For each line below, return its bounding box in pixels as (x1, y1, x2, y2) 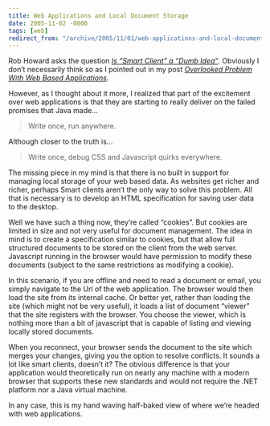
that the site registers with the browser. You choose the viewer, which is (8, 310, 247, 319)
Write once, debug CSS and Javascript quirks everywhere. (27, 152, 223, 162)
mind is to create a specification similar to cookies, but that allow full (8, 234, 235, 245)
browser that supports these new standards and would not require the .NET (8, 376, 259, 386)
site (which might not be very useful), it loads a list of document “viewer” (8, 302, 250, 311)
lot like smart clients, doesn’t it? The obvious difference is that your (8, 359, 231, 369)
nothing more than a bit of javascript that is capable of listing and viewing (8, 318, 252, 328)
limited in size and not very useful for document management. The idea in (8, 226, 253, 236)
